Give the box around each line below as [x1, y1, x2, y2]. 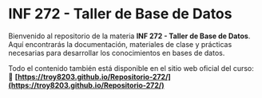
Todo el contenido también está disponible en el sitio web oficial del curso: [8, 63, 254, 73]
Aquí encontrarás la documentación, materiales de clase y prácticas [8, 39, 232, 49]
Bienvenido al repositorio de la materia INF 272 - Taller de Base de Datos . [8, 31, 251, 41]
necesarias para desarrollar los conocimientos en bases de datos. [8, 48, 225, 57]
